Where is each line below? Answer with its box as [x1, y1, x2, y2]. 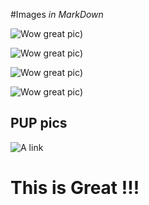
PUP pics [10, 115, 68, 132]
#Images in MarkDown [10, 9, 104, 20]
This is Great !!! [10, 177, 140, 199]
